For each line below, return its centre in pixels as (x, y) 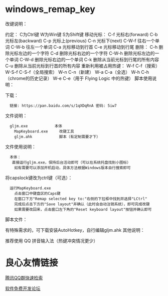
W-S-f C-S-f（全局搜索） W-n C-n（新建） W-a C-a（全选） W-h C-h (77, 72)
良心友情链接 (32, 263)
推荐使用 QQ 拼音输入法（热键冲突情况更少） (52, 241)
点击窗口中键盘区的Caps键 (38, 193)
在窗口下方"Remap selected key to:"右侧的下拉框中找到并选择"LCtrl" (81, 199)
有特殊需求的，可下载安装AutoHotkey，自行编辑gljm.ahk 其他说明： (75, 230)
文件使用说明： (21, 146)
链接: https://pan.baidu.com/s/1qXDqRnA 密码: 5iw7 (63, 106)
